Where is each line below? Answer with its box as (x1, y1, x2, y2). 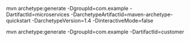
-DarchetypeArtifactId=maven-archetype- (70, 11, 173, 18)
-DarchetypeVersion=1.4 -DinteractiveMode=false (31, 17, 153, 24)
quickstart (6, 17, 31, 24)
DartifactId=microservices (6, 11, 70, 18)
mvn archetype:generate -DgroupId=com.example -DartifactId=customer (6, 28, 185, 35)
